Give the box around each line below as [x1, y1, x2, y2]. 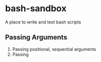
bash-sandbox [5, 3, 67, 14]
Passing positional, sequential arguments [12, 46, 97, 52]
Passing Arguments [5, 33, 68, 41]
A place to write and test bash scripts [5, 19, 82, 25]
